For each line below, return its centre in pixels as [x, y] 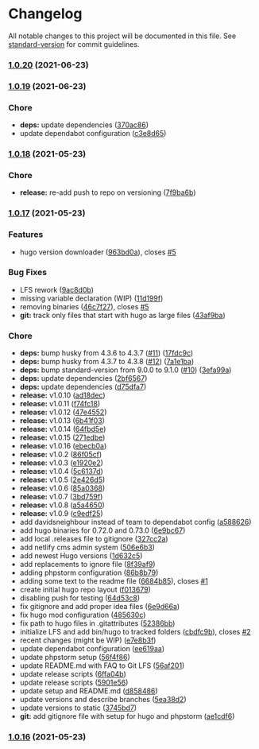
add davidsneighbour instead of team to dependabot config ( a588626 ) [135, 522]
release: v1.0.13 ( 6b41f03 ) [62, 421]
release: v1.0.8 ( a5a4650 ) [62, 505]
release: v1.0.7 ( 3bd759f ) [61, 497]
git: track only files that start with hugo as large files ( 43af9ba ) [122, 315]
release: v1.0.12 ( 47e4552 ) [63, 412]
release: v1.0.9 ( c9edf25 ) [61, 514]
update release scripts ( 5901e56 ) [74, 683]
